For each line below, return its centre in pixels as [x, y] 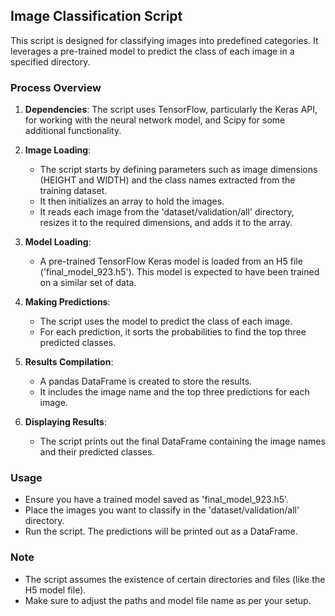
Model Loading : [58, 242]
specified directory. [50, 61]
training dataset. [73, 191]
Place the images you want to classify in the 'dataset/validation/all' [162, 510]
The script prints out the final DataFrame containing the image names [182, 441]
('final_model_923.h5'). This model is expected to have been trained [179, 272]
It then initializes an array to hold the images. [132, 201]
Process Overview [56, 87]
